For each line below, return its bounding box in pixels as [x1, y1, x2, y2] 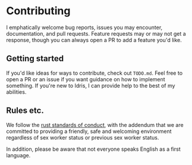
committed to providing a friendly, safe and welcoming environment [6, 128, 172, 135]
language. [6, 151, 31, 158]
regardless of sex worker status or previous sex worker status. [6, 134, 159, 141]
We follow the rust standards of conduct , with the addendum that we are [6, 121, 184, 128]
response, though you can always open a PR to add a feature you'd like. [6, 36, 182, 43]
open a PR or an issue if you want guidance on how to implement [6, 75, 165, 82]
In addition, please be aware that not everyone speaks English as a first [6, 145, 181, 153]
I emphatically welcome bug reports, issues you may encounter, [6, 24, 163, 31]
